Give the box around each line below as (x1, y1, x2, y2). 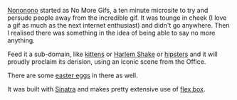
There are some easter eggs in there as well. (7, 71, 138, 79)
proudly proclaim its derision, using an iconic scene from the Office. (7, 57, 206, 66)
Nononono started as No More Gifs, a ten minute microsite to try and (7, 6, 209, 14)
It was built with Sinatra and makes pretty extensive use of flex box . (7, 85, 206, 93)
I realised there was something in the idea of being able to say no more (7, 28, 216, 37)
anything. (7, 36, 36, 45)
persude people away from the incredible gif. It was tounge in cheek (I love (7, 13, 227, 22)
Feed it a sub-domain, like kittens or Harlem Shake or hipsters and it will (7, 50, 218, 58)
